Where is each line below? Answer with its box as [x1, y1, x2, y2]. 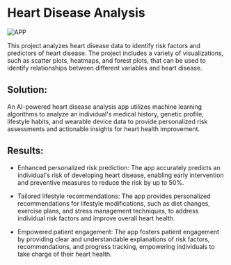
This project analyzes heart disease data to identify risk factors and [7, 41, 200, 50]
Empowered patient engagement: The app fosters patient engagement [17, 227, 220, 236]
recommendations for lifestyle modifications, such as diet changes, [17, 199, 210, 207]
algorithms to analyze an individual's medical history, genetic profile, [7, 109, 204, 118]
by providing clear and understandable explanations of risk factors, [17, 235, 210, 243]
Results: [7, 145, 44, 157]
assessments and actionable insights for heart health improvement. [7, 124, 200, 133]
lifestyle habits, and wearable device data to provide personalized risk [7, 117, 208, 126]
